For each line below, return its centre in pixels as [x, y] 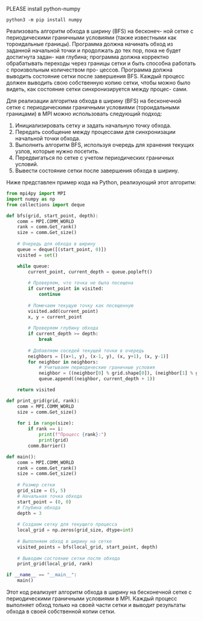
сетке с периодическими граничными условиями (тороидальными [93, 107]
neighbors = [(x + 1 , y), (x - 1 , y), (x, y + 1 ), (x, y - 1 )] [98, 356]
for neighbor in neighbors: [63, 362]
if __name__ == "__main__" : [42, 575]
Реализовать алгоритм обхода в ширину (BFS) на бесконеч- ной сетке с [100, 31]
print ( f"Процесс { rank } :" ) [72, 435]
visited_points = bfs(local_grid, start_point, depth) [88, 547]
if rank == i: [46, 429]
